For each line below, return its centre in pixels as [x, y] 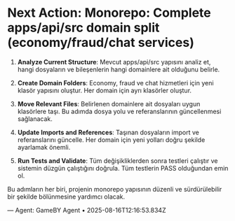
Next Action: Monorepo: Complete [109, 13]
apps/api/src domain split [83, 28]
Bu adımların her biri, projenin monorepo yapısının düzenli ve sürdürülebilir [115, 189]
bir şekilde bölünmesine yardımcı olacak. [66, 197]
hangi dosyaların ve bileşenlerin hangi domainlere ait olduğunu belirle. [119, 69]
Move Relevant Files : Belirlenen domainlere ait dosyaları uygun [109, 104]
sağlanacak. [35, 119]
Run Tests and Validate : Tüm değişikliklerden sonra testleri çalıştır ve [118, 161]
